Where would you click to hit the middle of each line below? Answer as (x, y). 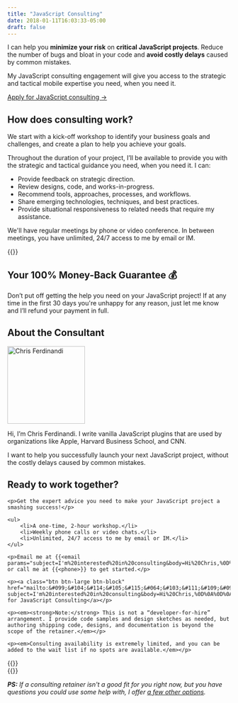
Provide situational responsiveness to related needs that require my (116, 209)
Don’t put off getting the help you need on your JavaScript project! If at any (117, 296)
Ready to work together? (63, 485)
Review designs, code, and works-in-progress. (86, 187)
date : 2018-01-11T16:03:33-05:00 (57, 21)
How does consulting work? (70, 119)
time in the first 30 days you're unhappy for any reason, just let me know (113, 303)
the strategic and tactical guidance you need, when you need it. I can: (109, 165)
